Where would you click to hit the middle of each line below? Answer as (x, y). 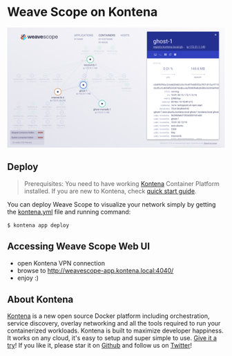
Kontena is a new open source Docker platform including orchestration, (108, 316)
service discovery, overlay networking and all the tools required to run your (114, 324)
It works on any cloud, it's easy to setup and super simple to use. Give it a (112, 338)
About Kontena (40, 300)
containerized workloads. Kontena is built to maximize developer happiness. (115, 331)
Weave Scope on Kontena (83, 12)
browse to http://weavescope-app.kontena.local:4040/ (95, 270)
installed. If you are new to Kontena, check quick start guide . (110, 191)
